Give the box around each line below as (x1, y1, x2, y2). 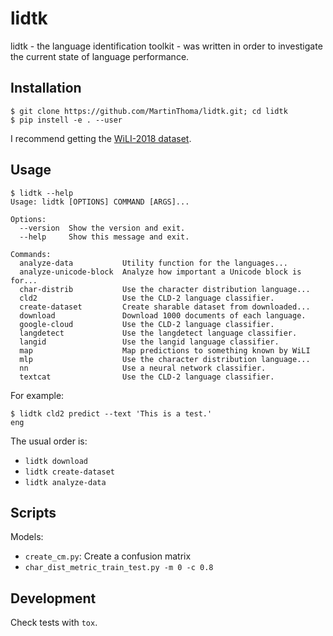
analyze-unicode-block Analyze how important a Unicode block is (19, 267, 302, 277)
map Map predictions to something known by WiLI (19, 345, 311, 356)
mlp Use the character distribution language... (19, 354, 311, 364)
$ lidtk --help (10, 188, 74, 198)
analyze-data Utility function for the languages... (19, 258, 288, 268)
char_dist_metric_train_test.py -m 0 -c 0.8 (24, 563, 214, 573)
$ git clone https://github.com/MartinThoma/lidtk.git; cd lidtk (10, 106, 288, 116)
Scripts (10, 504, 57, 521)
